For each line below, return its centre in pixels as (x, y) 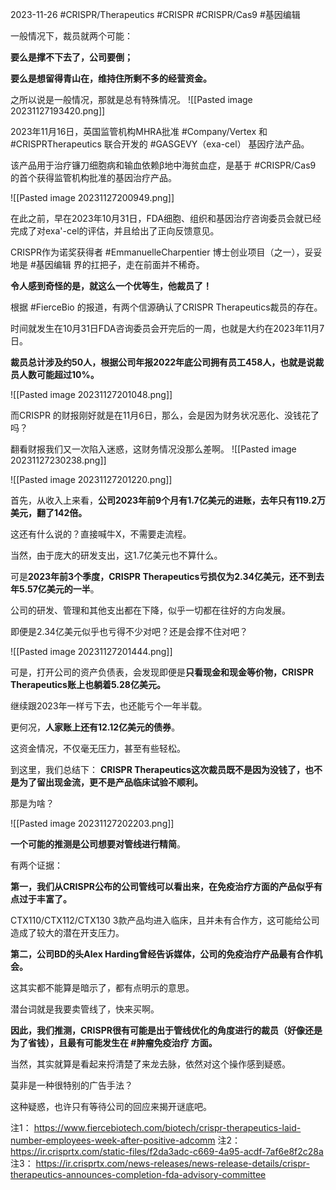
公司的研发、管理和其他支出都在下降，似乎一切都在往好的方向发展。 (150, 610)
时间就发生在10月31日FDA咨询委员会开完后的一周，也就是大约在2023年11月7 (167, 328)
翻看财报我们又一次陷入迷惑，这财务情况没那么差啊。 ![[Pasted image (153, 449)
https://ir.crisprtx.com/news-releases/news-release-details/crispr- (172, 1163)
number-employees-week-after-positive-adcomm (113, 1140)
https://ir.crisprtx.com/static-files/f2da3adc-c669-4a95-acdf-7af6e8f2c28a (167, 1151)
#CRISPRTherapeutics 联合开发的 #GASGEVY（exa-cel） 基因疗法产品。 (160, 144)
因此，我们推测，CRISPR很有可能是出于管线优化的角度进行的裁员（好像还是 (166, 1030)
